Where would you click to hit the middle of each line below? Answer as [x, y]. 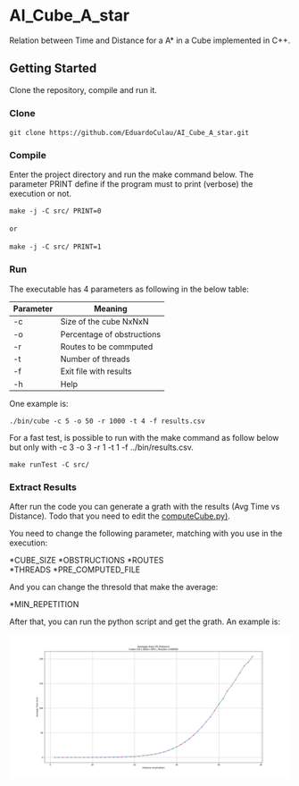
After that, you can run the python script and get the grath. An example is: [145, 621]
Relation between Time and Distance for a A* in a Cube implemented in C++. [150, 40]
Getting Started [53, 68]
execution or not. [41, 194]
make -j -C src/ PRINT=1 [55, 247]
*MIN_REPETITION [44, 604]
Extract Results [43, 487]
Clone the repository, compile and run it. [83, 89]
